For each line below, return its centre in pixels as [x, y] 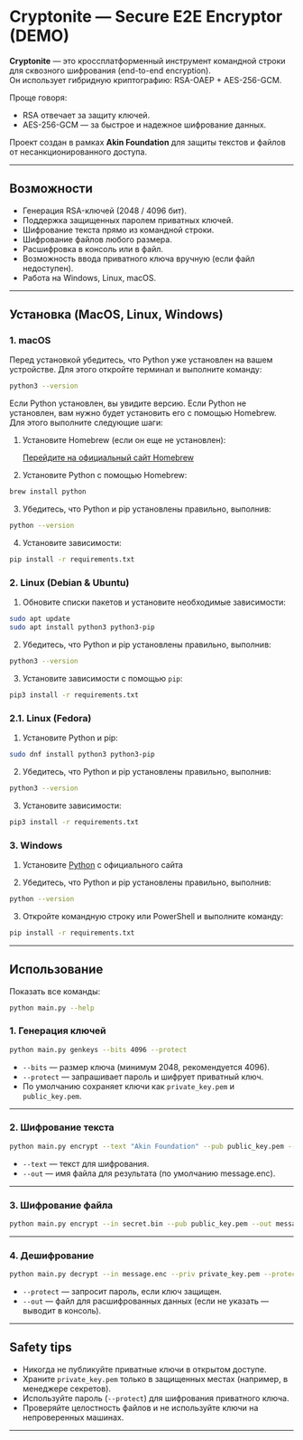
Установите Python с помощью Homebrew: [105, 475]
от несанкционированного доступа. [78, 152]
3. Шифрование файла [61, 1205]
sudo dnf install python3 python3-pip [82, 755]
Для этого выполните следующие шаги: [87, 423]
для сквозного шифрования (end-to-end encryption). [110, 71]
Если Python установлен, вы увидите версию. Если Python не [128, 403]
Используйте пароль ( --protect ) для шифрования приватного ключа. [156, 1398]
